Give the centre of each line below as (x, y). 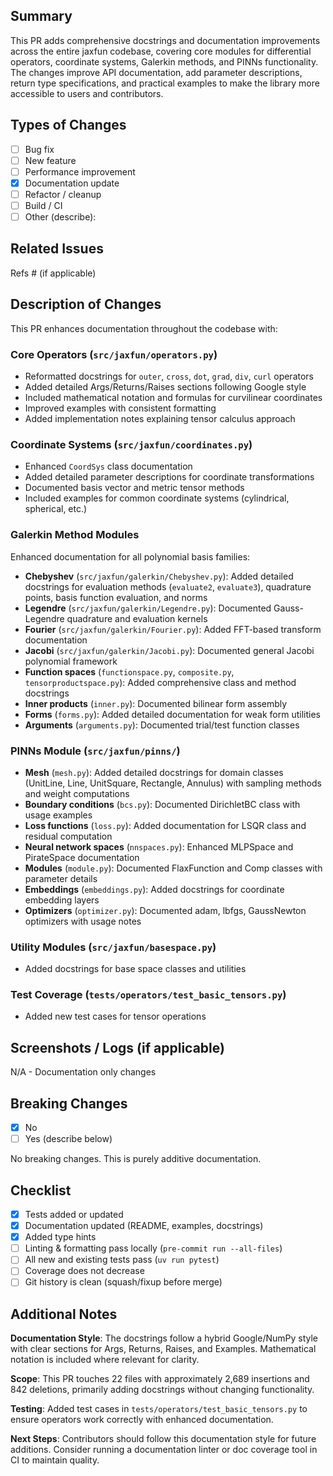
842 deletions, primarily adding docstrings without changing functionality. (162, 1390)
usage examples (58, 815)
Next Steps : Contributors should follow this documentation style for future (163, 1439)
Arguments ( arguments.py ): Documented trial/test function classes (162, 725)
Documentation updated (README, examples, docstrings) (144, 1226)
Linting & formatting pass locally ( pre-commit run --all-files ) (153, 1248)
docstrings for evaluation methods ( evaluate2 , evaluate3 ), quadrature (168, 586)
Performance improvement (80, 171)
